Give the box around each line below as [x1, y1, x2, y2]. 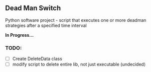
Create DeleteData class [12, 56, 62, 62]
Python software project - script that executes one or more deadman [5, 17, 147, 23]
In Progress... [5, 32, 34, 38]
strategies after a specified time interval [5, 22, 87, 28]
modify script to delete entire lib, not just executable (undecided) [12, 62, 146, 68]
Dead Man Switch [5, 4, 61, 12]
